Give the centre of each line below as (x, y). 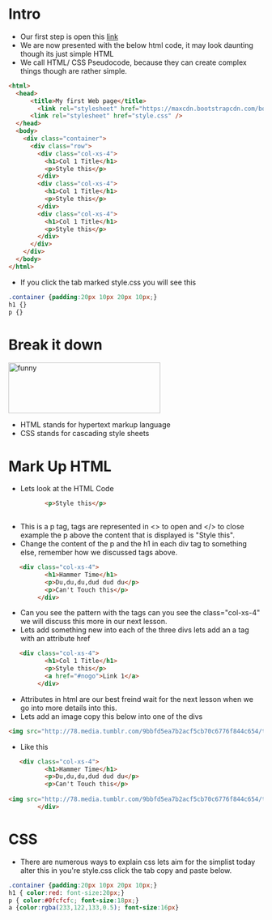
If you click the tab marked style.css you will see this (108, 282)
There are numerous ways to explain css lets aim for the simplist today (138, 862)
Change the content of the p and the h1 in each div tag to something (133, 544)
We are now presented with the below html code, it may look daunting (136, 45)
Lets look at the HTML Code (67, 489)
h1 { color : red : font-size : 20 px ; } (67, 892)
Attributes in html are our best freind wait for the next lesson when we (136, 699)
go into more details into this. (68, 708)
